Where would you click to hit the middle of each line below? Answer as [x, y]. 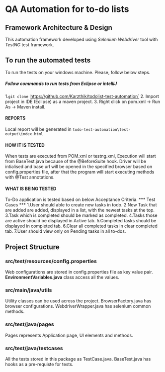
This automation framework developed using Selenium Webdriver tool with [82, 39]
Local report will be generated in [39, 129]
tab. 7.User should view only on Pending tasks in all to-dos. [66, 231]
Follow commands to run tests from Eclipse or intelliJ [61, 84]
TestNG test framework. [30, 45]
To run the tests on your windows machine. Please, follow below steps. [78, 72]
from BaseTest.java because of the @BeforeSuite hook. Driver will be [76, 161]
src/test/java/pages [30, 324]
